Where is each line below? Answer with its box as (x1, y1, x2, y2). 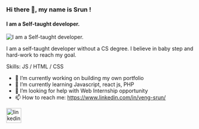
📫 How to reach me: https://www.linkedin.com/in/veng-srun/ (14, 94, 166, 101)
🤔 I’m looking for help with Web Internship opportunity (14, 87, 148, 94)
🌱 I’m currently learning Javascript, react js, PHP (14, 81, 134, 88)
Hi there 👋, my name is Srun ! (6, 5, 91, 14)
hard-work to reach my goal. (6, 51, 76, 59)
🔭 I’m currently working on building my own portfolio (14, 75, 144, 82)
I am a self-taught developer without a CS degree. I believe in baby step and (6, 45, 194, 53)
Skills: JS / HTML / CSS (6, 63, 64, 70)
